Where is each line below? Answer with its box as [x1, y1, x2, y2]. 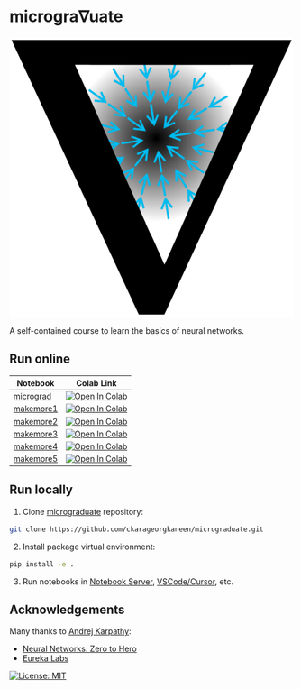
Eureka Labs [22, 653, 69, 664]
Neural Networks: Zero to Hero [22, 643, 137, 655]
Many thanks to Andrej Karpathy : [9, 626, 132, 637]
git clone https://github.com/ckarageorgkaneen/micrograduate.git [9, 525, 264, 534]
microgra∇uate [9, 6, 123, 27]
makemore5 [13, 454, 59, 464]
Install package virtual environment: [22, 541, 156, 552]
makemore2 [13, 416, 59, 427]
